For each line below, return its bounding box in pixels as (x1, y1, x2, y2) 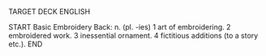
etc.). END (8, 39, 43, 49)
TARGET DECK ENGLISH (8, 7, 91, 16)
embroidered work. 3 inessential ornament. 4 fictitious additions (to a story (8, 31, 259, 40)
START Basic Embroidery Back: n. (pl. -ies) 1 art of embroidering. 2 (8, 22, 231, 31)
